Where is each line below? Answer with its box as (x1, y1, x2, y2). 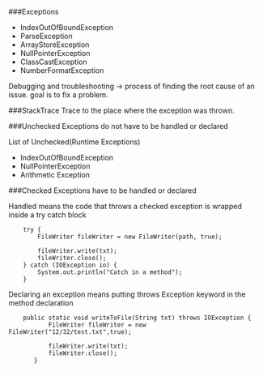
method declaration (8, 298, 74, 307)
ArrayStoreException (19, 40, 90, 49)
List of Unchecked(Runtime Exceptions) (8, 137, 141, 147)
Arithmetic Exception (19, 170, 91, 179)
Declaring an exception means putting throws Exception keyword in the (8, 289, 246, 299)
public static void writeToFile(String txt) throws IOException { (23, 314, 252, 322)
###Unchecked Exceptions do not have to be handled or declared (8, 122, 228, 130)
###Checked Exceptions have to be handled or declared (8, 186, 197, 195)
